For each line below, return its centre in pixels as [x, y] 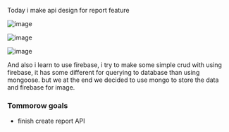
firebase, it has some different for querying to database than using [104, 72]
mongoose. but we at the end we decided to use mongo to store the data [113, 80]
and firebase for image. [41, 87]
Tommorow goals [38, 105]
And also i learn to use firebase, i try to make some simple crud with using [114, 65]
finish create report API [51, 121]
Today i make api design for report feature [68, 10]
